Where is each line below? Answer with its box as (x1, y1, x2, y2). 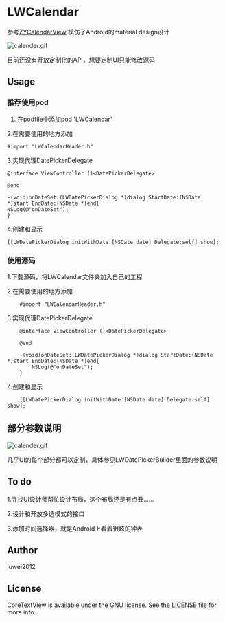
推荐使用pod (7, 98, 49, 107)
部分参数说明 (7, 423, 62, 434)
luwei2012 (7, 563, 36, 571)
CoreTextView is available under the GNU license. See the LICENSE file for (7, 601, 217, 609)
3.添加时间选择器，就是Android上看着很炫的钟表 (7, 524, 143, 533)
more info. (7, 608, 36, 617)
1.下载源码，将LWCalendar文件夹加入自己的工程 (7, 272, 143, 280)
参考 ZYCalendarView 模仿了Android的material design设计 (7, 27, 170, 36)
